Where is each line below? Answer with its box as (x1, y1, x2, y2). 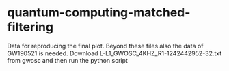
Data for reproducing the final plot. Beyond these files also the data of (7, 42, 204, 50)
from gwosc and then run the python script (7, 56, 129, 64)
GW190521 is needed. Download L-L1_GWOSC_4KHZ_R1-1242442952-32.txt (7, 49, 222, 57)
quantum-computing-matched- (7, 5, 191, 20)
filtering (7, 19, 53, 35)
